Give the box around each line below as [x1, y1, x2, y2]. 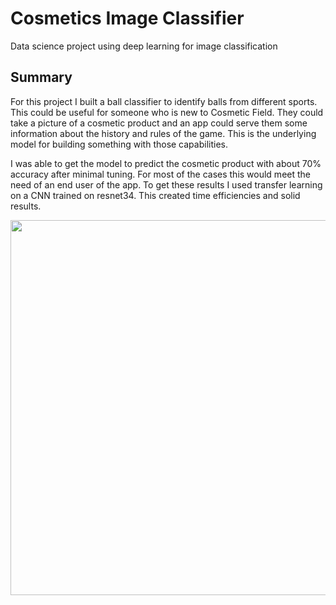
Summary [10, 69, 73, 86]
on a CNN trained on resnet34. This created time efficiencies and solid [10, 189, 301, 201]
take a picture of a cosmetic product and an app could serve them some [10, 117, 308, 129]
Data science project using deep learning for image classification [10, 40, 278, 52]
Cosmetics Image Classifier [10, 7, 245, 30]
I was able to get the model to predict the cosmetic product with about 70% [10, 157, 322, 169]
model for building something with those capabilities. [10, 138, 228, 150]
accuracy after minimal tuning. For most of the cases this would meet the [10, 168, 311, 180]
